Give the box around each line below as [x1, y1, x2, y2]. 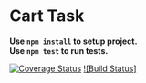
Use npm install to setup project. [9, 36, 138, 47]
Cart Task [9, 5, 85, 26]
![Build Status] [83, 63, 137, 74]
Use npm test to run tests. [9, 45, 109, 56]
